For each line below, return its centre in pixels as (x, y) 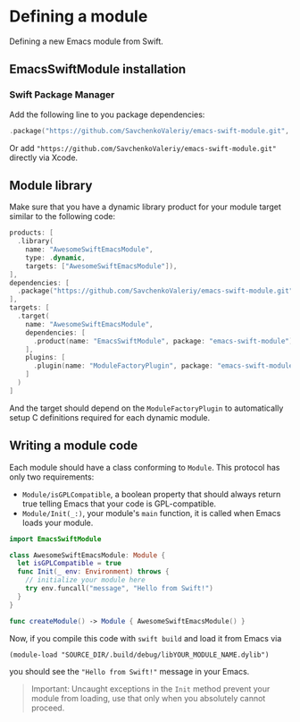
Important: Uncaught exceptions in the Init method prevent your (150, 688)
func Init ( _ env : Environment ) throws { (93, 572)
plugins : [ (46, 358)
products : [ (31, 233)
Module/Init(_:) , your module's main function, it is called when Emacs (151, 513)
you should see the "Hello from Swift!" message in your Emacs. (129, 671)
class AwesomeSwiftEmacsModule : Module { (87, 555)
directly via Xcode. (44, 157)
